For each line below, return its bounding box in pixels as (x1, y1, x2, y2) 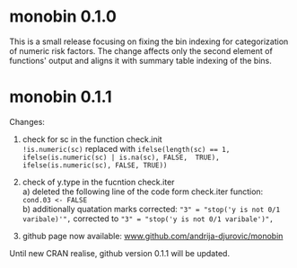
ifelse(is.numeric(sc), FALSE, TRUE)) (22, 160, 168, 170)
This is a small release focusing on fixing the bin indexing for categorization (9, 36, 289, 47)
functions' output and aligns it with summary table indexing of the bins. (9, 55, 272, 66)
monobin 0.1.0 (9, 6, 117, 27)
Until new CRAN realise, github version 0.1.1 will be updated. (9, 247, 231, 258)
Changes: (9, 116, 45, 127)
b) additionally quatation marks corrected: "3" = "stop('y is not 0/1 (22, 203, 281, 214)
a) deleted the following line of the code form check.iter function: (22, 186, 264, 197)
